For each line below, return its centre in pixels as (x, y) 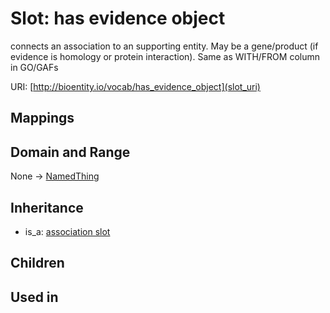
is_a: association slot (67, 231)
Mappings (42, 118)
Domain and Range (70, 152)
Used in (34, 297)
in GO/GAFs (34, 67)
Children (37, 263)
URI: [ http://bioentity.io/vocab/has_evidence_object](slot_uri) (135, 86)
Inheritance (47, 207)
